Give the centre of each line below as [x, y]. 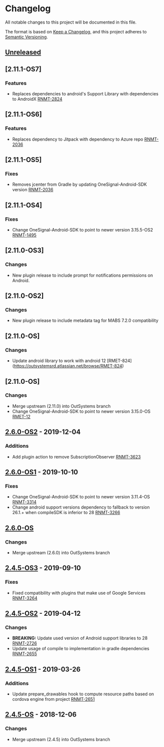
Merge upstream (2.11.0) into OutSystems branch [61, 406]
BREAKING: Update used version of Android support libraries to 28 [80, 638]
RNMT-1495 [24, 235]
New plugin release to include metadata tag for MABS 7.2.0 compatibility [85, 320]
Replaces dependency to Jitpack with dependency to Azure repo [78, 139]
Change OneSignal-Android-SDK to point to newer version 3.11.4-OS [81, 497]
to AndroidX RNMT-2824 [37, 99]
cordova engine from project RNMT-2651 [53, 699]
